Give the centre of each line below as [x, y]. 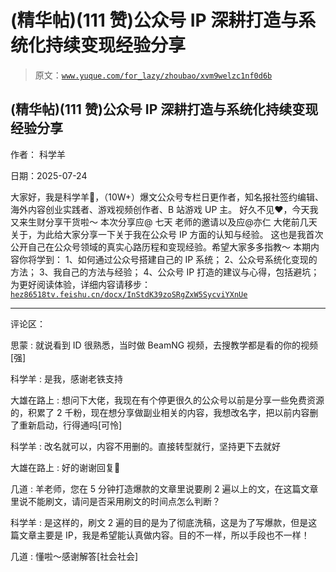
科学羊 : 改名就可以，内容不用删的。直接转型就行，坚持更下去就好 [145, 446]
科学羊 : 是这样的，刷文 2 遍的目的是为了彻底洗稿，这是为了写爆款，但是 [159, 522]
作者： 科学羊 [38, 154]
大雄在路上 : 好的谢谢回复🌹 [65, 467]
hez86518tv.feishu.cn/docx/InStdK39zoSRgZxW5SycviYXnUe [129, 294]
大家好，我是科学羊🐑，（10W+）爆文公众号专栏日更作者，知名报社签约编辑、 [167, 197]
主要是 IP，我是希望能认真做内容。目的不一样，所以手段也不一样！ [173, 535]
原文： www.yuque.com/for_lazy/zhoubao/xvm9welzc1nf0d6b [153, 75]
